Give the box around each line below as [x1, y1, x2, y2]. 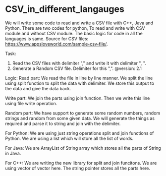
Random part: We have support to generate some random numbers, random [5, 110, 161, 116]
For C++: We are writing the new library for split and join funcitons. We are [5, 160, 157, 166]
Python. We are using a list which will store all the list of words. [5, 135, 134, 141]
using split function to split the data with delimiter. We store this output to [5, 80, 155, 86]
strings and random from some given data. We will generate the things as [5, 115, 155, 121]
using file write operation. [5, 100, 57, 106]
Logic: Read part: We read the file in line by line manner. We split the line [5, 75, 153, 81]
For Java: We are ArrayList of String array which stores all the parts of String [5, 145, 161, 151]
